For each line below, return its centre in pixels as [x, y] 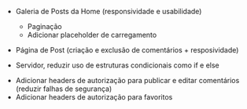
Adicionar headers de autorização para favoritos [94, 97]
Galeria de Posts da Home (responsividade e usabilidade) [109, 11]
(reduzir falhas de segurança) [64, 89]
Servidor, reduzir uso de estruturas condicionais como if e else [118, 65]
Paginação [44, 26]
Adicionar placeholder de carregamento [92, 35]
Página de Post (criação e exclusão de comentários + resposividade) [127, 50]
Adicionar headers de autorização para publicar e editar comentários [127, 80]
